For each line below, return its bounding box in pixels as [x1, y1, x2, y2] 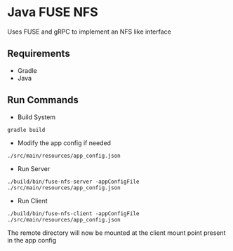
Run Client [17, 196, 48, 205]
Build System [17, 113, 56, 121]
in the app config [7, 236, 57, 244]
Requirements [7, 48, 70, 60]
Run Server [17, 164, 51, 172]
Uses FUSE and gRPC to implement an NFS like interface [7, 27, 172, 36]
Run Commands [7, 94, 79, 106]
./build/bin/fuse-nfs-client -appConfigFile [7, 210, 140, 217]
